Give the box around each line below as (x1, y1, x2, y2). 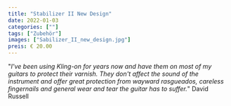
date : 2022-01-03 (8, 17, 59, 24)
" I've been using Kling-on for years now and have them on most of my (8, 62, 212, 70)
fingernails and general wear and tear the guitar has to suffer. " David (8, 85, 209, 93)
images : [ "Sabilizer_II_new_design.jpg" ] (8, 37, 131, 44)
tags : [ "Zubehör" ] (8, 29, 62, 37)
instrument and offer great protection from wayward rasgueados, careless (8, 77, 224, 85)
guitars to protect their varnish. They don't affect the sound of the (8, 69, 199, 78)
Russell (8, 92, 29, 100)
